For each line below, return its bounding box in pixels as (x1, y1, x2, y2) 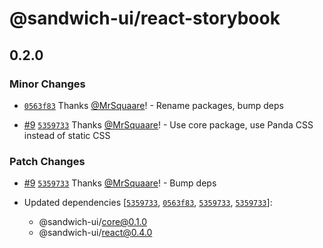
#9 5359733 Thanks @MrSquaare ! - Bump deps (23, 177, 217, 189)
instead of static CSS (23, 129, 111, 141)
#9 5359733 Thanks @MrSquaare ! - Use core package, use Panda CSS (23, 118, 314, 131)
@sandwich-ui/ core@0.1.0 (38, 216, 148, 228)
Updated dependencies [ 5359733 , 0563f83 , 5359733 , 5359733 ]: (23, 197, 273, 209)
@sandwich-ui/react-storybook (9, 7, 281, 30)
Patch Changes (9, 154, 86, 168)
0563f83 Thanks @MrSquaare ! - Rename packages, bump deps (23, 99, 284, 111)
